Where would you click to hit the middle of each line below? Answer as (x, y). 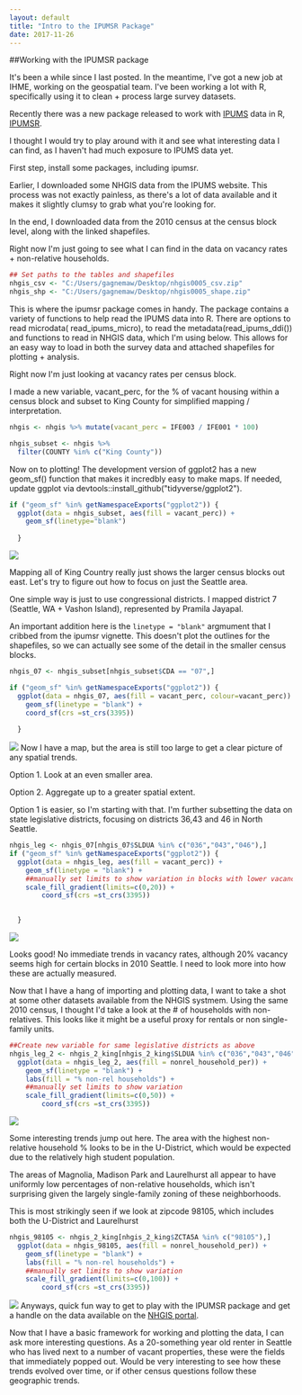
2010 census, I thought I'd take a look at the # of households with (130, 1010)
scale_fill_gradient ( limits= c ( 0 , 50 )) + (100, 1096)
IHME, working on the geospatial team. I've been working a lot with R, (138, 87)
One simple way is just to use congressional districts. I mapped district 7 (143, 599)
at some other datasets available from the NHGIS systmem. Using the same (149, 1000)
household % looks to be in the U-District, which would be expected (165, 1147)
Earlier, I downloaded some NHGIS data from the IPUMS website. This (138, 185)
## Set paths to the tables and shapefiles (92, 275)
